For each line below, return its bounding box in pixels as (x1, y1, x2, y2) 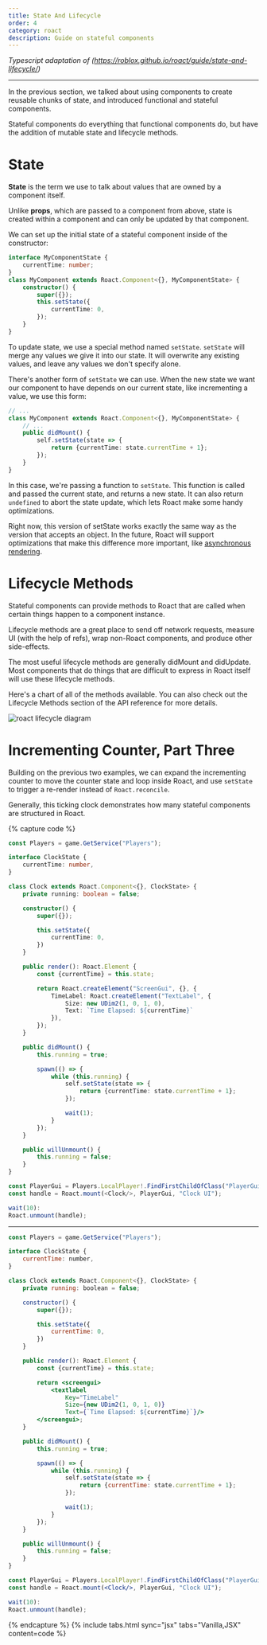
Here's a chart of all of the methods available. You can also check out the (8, 690, 248, 699)
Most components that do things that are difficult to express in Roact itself (8, 666, 251, 675)
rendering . (8, 546, 42, 556)
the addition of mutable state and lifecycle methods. (8, 128, 179, 138)
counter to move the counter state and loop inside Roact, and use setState (8, 776, 253, 785)
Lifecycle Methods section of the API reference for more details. (8, 697, 219, 707)
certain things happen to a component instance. (8, 609, 165, 619)
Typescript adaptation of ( (8, 56, 95, 65)
